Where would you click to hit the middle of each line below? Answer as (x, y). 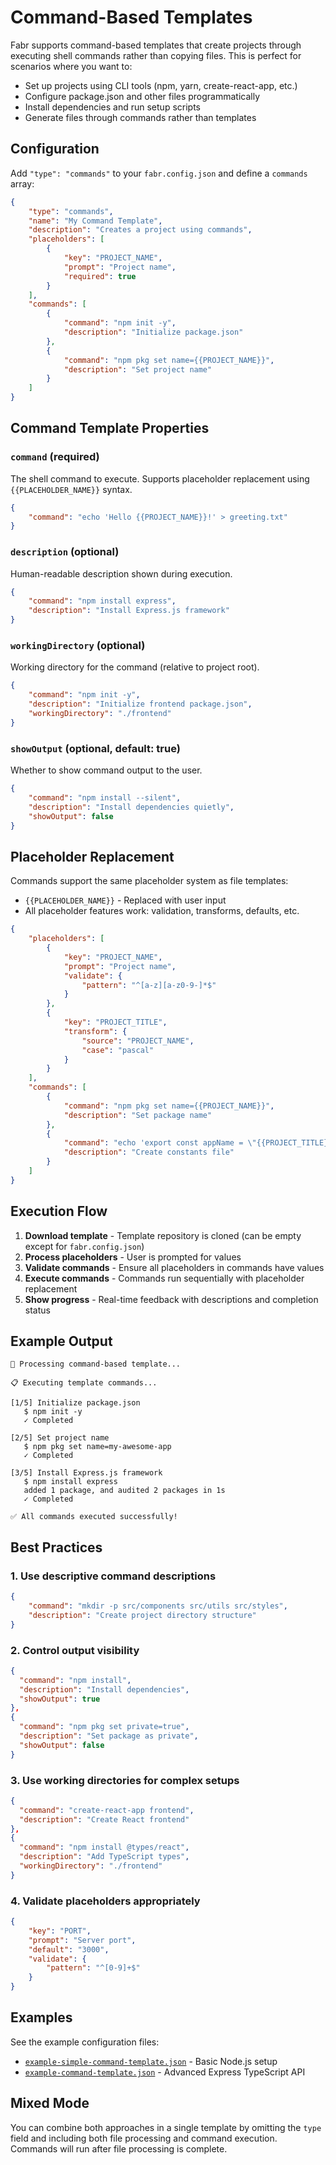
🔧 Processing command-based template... (96, 1364)
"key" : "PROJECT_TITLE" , (115, 1022)
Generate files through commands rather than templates (140, 117)
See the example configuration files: (85, 2042)
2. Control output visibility (75, 1650)
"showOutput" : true (60, 1699)
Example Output (61, 1341)
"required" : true (100, 276)
